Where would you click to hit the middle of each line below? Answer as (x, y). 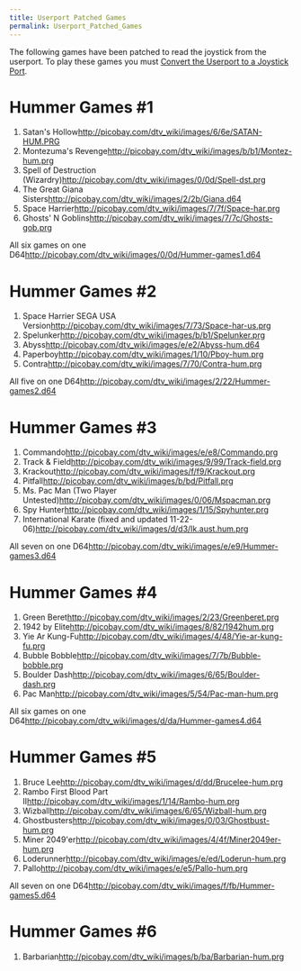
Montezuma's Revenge (65, 151)
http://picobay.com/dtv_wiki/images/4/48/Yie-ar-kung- (181, 637)
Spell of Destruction (59, 170)
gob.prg (37, 228)
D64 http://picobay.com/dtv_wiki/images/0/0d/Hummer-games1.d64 (135, 255)
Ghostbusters (48, 821)
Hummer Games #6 (83, 932)
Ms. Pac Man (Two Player (70, 491)
